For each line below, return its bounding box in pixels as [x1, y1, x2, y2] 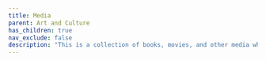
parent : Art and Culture [8, 19, 90, 27]
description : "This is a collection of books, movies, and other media [8, 41, 249, 49]
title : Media [8, 11, 51, 20]
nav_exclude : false [8, 33, 73, 42]
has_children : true [8, 26, 73, 34]
